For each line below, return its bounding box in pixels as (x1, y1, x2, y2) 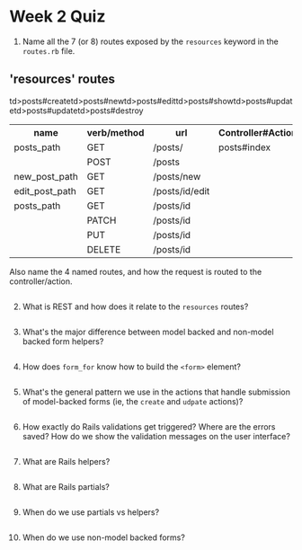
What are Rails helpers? (22, 456, 111, 466)
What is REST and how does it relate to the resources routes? (22, 301, 249, 312)
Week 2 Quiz (9, 6, 106, 27)
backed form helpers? (22, 335, 104, 347)
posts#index (218, 141, 271, 154)
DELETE (86, 243, 121, 255)
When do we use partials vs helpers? (22, 506, 160, 518)
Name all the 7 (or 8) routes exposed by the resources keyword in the (22, 36, 279, 47)
